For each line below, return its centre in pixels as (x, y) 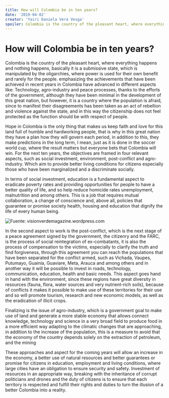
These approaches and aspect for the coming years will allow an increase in (84, 353)
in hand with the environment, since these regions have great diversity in (80, 279)
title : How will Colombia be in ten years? (52, 10)
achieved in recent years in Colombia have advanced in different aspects (81, 84)
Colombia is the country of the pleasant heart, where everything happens (81, 63)
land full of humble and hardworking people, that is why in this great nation (83, 132)
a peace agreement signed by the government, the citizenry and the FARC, (82, 236)
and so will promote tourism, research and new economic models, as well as (84, 295)
